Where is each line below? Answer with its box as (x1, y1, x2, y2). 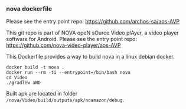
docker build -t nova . (6, 64, 65, 70)
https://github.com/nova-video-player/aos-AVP (6, 42, 121, 49)
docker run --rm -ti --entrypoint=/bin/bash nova (6, 70, 131, 76)
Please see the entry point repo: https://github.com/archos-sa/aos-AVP (6, 18, 180, 25)
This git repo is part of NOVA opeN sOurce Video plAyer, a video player (6, 29, 179, 36)
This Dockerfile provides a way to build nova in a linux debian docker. (6, 53, 175, 60)
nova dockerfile (6, 5, 53, 13)
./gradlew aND (6, 80, 41, 86)
